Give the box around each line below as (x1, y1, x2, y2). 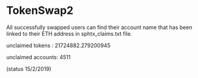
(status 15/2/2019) (6, 65, 51, 73)
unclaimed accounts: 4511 (6, 53, 71, 60)
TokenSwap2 (6, 4, 74, 18)
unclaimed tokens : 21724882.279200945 (6, 42, 111, 49)
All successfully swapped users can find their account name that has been (6, 24, 193, 31)
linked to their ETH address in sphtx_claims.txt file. (6, 30, 133, 37)
